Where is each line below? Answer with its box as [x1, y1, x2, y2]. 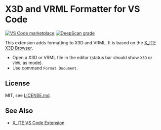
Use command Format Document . [12, 65, 78, 71]
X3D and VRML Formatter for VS [5, 3, 140, 15]
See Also [5, 107, 33, 115]
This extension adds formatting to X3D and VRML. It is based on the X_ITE [5, 39, 157, 45]
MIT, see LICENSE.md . [5, 92, 51, 98]
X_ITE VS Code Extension [12, 120, 65, 126]
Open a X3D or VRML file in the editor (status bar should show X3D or [12, 54, 153, 60]
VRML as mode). [12, 60, 43, 65]
